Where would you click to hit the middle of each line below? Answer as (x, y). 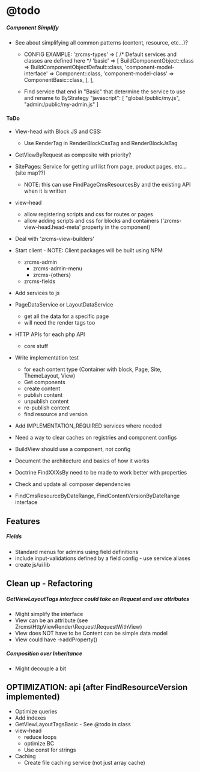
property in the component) (116, 227)
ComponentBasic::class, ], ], (59, 80)
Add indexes (30, 718)
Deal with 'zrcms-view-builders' (55, 239)
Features (23, 521)
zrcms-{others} (52, 275)
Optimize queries (36, 711)
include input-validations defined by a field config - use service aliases (103, 558)
